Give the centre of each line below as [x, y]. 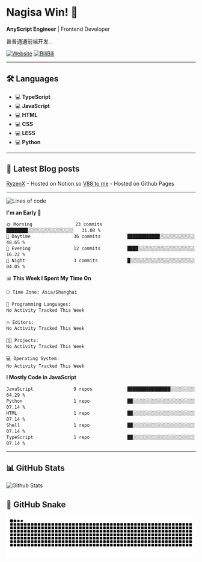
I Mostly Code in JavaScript [41, 377]
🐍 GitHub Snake [36, 504]
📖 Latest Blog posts [43, 169]
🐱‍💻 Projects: [23, 340]
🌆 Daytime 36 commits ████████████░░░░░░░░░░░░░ [101, 236]
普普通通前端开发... [30, 41]
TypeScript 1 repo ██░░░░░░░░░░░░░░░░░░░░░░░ [101, 437]
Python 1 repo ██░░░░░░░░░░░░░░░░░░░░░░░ [101, 401]
